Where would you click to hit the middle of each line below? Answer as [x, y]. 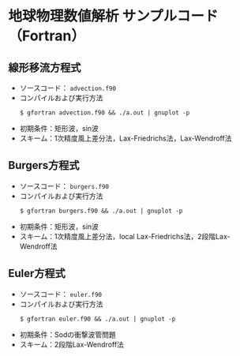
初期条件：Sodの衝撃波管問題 [67, 334]
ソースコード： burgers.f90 [64, 185]
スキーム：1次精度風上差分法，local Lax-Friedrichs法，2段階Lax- [125, 236]
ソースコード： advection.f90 [68, 88]
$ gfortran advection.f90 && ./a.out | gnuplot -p [105, 113]
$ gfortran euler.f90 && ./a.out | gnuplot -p [97, 319]
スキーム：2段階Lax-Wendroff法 [72, 344]
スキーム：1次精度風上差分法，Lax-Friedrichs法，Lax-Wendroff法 [126, 138]
